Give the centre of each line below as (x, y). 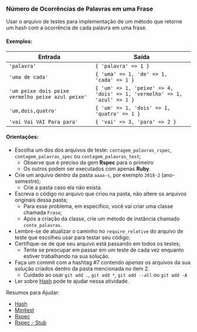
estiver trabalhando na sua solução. (67, 256)
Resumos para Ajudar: (33, 292)
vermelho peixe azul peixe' (48, 97)
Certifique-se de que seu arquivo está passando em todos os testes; (97, 243)
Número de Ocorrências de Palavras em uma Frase (80, 9)
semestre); (28, 181)
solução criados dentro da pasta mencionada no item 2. (82, 269)
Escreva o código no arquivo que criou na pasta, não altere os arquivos (101, 193)
